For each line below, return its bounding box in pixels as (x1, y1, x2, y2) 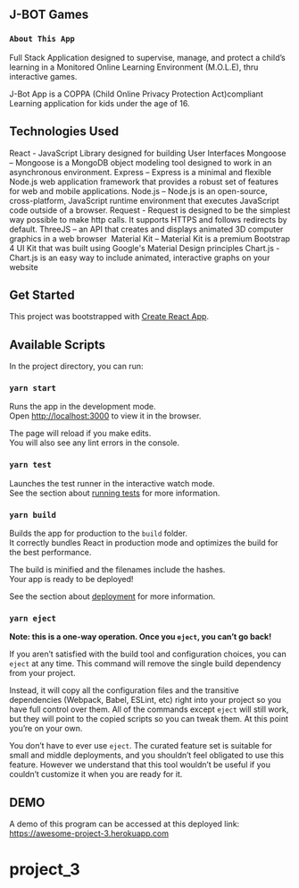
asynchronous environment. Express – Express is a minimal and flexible (9, 166, 272, 177)
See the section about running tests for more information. (9, 487, 220, 498)
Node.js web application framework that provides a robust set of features (9, 176, 279, 187)
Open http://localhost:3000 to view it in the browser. (9, 410, 202, 421)
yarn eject (9, 613, 56, 623)
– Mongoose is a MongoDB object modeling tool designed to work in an (9, 156, 272, 168)
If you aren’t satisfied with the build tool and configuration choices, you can (9, 648, 287, 660)
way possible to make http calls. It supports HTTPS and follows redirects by (9, 214, 287, 224)
